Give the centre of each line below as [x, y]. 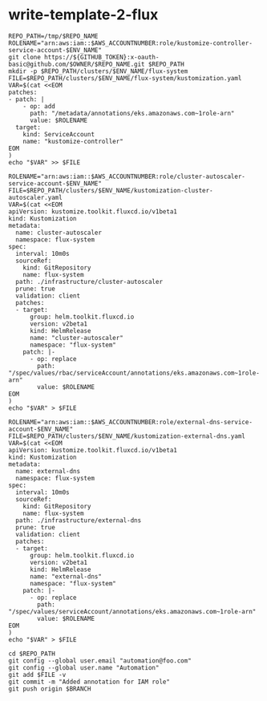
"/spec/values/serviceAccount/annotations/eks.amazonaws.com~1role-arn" [132, 611]
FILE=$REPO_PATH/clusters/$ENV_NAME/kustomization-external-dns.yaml [127, 436]
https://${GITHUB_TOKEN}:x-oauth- [101, 57]
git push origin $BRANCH [50, 689]
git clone [25, 57]
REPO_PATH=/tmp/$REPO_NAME [53, 36]
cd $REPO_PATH [32, 654]
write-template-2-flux [83, 15]
